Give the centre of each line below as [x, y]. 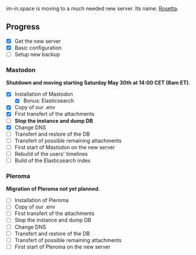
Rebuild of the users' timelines [51, 154]
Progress [23, 27]
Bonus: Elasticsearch [49, 101]
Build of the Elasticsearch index [52, 160]
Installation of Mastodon [44, 94]
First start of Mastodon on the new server [65, 147]
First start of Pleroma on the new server [63, 247]
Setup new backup [37, 54]
